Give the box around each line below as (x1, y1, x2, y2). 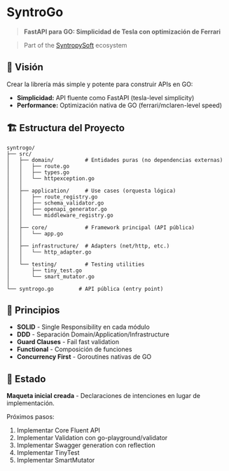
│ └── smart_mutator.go (6, 273, 95, 280)
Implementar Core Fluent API (16, 426, 101, 435)
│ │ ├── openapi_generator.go (6, 205, 108, 212)
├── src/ (6, 150, 32, 158)
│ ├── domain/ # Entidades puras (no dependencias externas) (6, 156, 223, 163)
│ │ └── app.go (6, 230, 64, 237)
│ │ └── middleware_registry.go (6, 212, 113, 219)
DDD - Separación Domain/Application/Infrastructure (16, 330, 169, 339)
